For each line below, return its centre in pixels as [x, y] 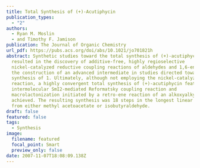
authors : [17, 28]
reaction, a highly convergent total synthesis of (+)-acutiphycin [97, 84]
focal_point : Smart [36, 144]
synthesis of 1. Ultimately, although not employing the [84, 78]
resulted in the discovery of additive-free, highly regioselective [98, 61]
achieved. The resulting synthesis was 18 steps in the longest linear [102, 100]
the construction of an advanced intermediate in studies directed [97, 73]
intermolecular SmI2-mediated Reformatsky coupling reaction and [94, 89]
